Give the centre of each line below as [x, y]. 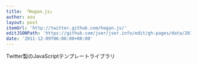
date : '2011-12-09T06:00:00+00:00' [50, 39]
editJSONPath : [23, 33]
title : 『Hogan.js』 [30, 11]
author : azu [21, 17]
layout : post [22, 22]
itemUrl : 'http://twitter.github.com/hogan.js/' [67, 28]
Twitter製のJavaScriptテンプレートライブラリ [61, 56]
